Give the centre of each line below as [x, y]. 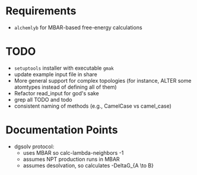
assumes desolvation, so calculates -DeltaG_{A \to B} [88, 165]
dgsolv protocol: [34, 146]
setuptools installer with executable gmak [64, 68]
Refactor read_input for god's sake [56, 93]
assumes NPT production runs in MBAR [71, 159]
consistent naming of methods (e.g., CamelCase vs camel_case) [93, 106]
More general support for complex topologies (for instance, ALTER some [103, 80]
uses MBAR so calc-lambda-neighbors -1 [73, 152]
